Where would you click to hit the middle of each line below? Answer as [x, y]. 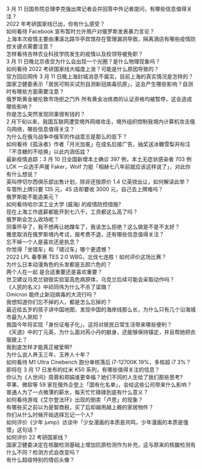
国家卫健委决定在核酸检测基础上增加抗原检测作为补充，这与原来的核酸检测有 [101, 445]
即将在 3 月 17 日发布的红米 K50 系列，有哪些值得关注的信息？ [83, 369]
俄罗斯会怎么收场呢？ [32, 219]
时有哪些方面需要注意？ [35, 91]
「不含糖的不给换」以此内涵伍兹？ [48, 152]
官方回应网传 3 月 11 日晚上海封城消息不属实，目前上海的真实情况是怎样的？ [100, 76]
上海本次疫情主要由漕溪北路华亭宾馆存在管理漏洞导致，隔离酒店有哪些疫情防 [101, 39]
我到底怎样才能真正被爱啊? [39, 347]
